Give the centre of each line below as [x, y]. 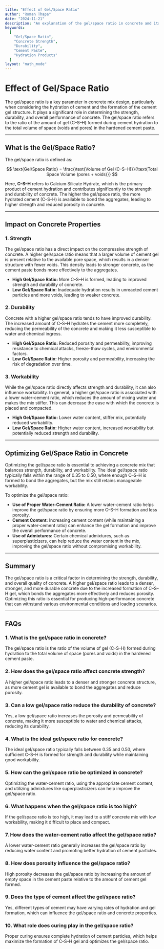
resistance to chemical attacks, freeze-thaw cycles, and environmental [83, 348]
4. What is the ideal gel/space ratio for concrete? [64, 739]
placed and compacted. [29, 408]
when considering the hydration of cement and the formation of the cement [81, 107]
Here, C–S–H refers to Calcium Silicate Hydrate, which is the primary [74, 183]
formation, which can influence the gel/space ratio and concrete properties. [81, 913]
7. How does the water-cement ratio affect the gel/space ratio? [81, 835]
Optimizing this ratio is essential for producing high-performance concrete [80, 598]
